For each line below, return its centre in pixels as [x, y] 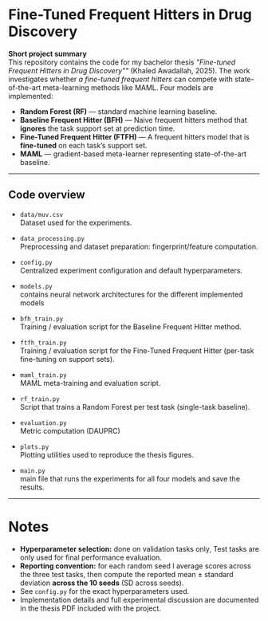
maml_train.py [43, 375]
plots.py [34, 447]
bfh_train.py [41, 319]
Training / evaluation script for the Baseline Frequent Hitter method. [130, 326]
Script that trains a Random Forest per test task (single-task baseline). [135, 407]
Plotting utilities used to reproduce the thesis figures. [106, 454]
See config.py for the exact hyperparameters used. [104, 591]
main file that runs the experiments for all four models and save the [130, 478]
